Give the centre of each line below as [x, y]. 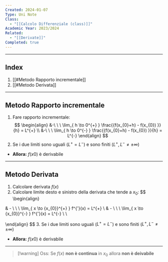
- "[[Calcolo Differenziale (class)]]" [51, 24]
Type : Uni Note [21, 15]
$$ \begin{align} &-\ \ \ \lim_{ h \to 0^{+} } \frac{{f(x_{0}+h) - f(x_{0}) [85, 125]
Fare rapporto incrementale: [41, 117]
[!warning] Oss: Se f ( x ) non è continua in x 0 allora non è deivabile [85, 254]
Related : [14, 33]
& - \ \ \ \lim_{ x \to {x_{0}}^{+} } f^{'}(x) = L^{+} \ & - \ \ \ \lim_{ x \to [74, 208]
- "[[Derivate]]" [28, 38]
